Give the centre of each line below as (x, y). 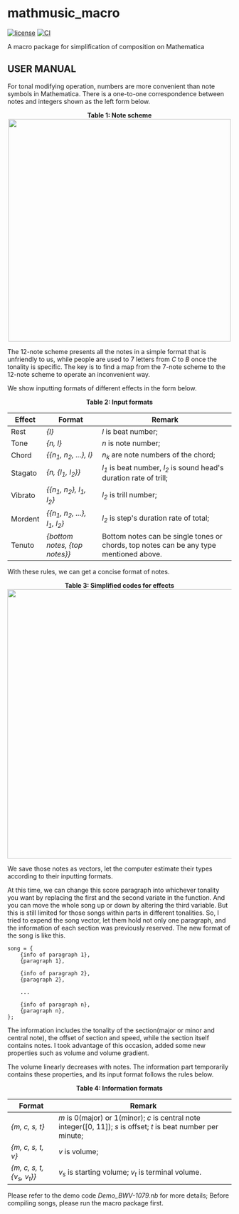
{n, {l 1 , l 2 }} (63, 473)
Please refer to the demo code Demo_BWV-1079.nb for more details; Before (118, 1195)
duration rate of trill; (135, 478)
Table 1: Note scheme (119, 115)
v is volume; (79, 1151)
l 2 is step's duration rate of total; (156, 519)
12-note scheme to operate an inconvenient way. (79, 374)
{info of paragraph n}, (55, 1005)
